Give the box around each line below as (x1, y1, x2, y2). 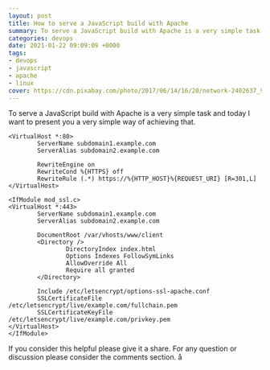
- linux (8, 79, 35, 87)
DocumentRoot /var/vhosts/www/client (37, 231, 163, 240)
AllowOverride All (65, 259, 128, 268)
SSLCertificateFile (37, 294, 103, 302)
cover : (8, 86, 31, 95)
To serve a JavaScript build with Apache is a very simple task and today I (8, 109, 251, 118)
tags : (8, 49, 27, 57)
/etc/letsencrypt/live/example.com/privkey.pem (8, 315, 171, 324)
